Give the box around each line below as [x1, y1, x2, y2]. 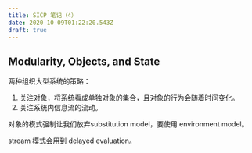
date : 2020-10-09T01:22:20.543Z [8, 19, 113, 27]
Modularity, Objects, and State [8, 55, 160, 68]
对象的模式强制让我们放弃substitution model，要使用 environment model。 [8, 119, 249, 129]
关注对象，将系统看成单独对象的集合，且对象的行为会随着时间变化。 [19, 93, 239, 102]
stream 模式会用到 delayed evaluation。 [8, 136, 137, 145]
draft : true [8, 26, 47, 34]
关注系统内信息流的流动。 [19, 103, 103, 112]
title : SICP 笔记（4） [8, 11, 77, 20]
